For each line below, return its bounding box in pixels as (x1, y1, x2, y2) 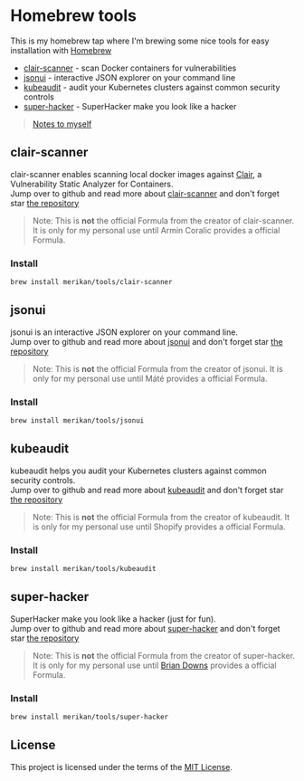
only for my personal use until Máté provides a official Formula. (32, 373, 268, 384)
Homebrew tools (10, 5, 138, 26)
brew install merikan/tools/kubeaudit (10, 565, 157, 574)
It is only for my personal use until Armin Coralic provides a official (32, 224, 280, 235)
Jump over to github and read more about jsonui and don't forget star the (10, 336, 283, 347)
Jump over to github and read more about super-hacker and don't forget (10, 623, 280, 633)
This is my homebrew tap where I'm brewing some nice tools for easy (10, 35, 270, 46)
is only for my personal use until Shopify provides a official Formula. (32, 521, 286, 532)
